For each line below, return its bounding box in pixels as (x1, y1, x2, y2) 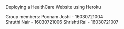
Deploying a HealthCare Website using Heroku (5, 4, 101, 10)
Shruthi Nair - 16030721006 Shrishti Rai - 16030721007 (5, 19, 119, 25)
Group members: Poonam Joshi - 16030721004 (5, 14, 103, 19)
